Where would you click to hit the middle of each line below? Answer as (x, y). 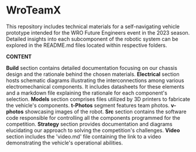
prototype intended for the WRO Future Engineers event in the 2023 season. (98, 32)
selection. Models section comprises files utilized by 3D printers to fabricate (98, 99)
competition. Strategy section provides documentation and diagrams (89, 124)
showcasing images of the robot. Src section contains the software (106, 112)
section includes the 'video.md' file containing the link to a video (84, 136)
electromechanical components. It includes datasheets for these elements (95, 86)
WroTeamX (34, 10)
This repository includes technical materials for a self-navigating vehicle (93, 26)
